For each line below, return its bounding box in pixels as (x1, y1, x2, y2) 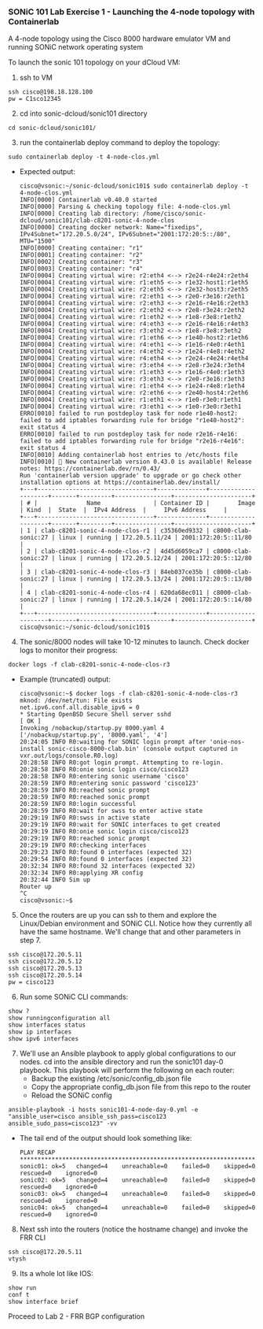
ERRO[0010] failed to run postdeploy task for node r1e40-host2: (19, 410, 238, 418)
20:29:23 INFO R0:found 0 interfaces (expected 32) (19, 848, 192, 856)
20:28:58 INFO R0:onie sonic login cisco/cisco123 (19, 766, 189, 774)
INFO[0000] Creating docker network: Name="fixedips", (19, 224, 203, 232)
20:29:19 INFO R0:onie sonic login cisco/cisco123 (19, 828, 189, 836)
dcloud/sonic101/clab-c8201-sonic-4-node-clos (19, 217, 175, 225)
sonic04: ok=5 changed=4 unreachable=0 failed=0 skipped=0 (19, 1204, 256, 1212)
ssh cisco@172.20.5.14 (8, 971, 82, 979)
